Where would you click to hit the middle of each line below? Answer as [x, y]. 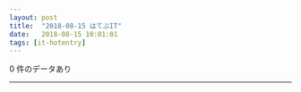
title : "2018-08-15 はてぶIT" [66, 26]
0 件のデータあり [40, 69]
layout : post [34, 17]
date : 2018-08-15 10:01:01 [64, 34]
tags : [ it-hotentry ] [48, 42]
